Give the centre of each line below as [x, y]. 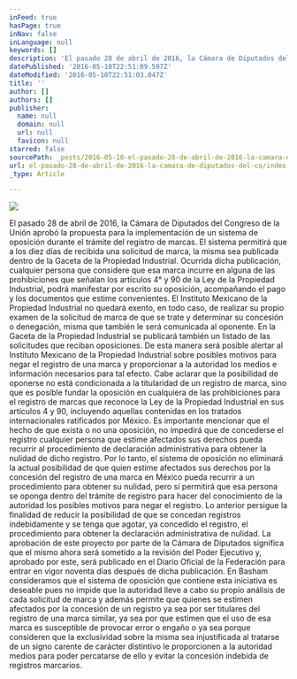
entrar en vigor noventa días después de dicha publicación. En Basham [139, 571]
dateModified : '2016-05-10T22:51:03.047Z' [88, 75]
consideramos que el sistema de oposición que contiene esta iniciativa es [143, 581]
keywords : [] [33, 50]
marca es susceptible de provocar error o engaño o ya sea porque [130, 628]
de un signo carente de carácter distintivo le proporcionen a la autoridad [141, 646]
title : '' [27, 83]
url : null [35, 133]
